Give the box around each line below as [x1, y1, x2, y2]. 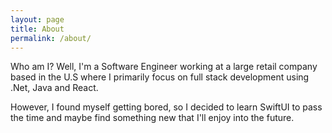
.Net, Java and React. [10, 82, 99, 94]
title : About [10, 24, 65, 34]
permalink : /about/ [10, 33, 92, 43]
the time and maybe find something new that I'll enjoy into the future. [10, 112, 295, 124]
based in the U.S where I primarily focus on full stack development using [10, 71, 310, 83]
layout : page [10, 14, 65, 25]
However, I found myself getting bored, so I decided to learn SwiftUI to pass [10, 101, 323, 113]
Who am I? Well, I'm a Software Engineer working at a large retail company [10, 61, 318, 73]
